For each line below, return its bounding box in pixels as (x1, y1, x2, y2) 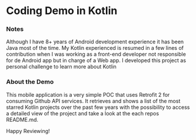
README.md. (6, 116, 39, 123)
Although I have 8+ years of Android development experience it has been (6, 38, 184, 45)
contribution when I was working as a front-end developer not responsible (6, 51, 187, 58)
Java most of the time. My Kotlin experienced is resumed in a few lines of (6, 45, 184, 52)
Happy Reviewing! (6, 127, 50, 134)
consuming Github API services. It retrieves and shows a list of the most (6, 97, 181, 104)
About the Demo (6, 78, 54, 86)
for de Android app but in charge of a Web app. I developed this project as (6, 57, 187, 64)
